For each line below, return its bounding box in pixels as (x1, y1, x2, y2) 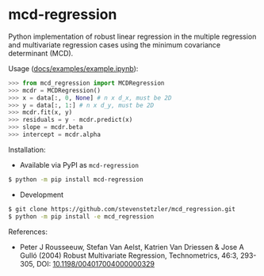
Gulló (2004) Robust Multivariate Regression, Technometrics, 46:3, (19, 251, 239, 260)
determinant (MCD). (8, 48, 74, 58)
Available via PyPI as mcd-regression (19, 160, 139, 169)
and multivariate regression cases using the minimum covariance (8, 40, 220, 49)
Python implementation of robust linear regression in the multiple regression (8, 32, 257, 41)
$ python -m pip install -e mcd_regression (8, 212, 155, 221)
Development (19, 190, 64, 199)
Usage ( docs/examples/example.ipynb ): (8, 63, 139, 73)
